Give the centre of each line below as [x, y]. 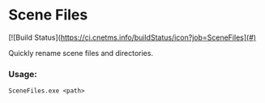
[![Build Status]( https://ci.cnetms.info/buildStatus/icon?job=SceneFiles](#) [132, 37]
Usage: [23, 74]
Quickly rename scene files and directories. [81, 53]
